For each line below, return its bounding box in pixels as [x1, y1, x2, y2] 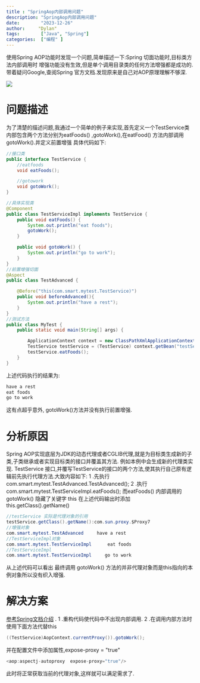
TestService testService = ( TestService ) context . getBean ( [27, 344, 177, 350]
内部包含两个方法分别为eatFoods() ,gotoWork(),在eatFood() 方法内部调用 [6, 131, 185, 138]
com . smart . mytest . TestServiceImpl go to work [6, 552, 132, 559]
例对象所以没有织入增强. [6, 571, 65, 578]
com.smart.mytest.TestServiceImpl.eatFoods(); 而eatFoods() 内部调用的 [6, 488, 182, 495]
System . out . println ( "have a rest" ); [27, 299, 118, 305]
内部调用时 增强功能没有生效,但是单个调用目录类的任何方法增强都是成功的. [11, 61, 193, 68]
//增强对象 [6, 525, 30, 531]
